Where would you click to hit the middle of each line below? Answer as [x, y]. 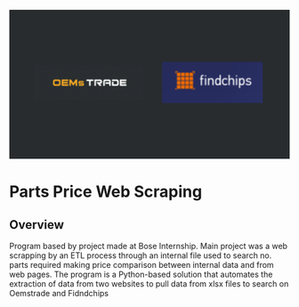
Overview [37, 225]
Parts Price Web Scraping [106, 192]
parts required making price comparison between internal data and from [141, 265]
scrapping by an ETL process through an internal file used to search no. [141, 255]
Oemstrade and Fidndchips [59, 294]
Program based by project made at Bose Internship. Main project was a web [148, 246]
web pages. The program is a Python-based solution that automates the [141, 275]
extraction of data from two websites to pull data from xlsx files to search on [149, 284]
